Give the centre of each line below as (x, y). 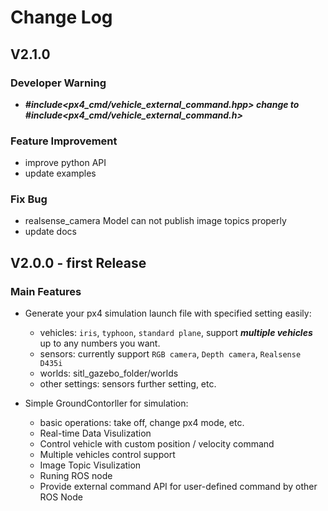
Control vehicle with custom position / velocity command (157, 444)
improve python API (65, 163)
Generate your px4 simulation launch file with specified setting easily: (168, 313)
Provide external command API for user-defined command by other (178, 487)
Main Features (46, 291)
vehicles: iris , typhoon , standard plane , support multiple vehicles (176, 333)
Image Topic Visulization (90, 465)
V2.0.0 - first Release (78, 262)
